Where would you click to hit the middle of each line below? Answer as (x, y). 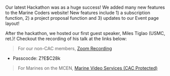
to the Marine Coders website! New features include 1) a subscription (78, 13)
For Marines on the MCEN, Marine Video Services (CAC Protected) (88, 68)
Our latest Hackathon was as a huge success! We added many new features (85, 7)
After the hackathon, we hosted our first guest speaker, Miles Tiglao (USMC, (85, 33)
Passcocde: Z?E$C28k (36, 58)
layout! (12, 23)
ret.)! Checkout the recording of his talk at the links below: (66, 39)
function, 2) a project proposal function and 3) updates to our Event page (82, 18)
